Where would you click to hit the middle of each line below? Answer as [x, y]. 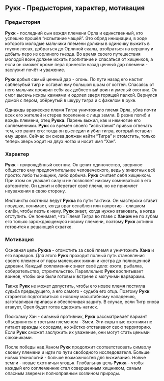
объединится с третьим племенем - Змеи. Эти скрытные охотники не [79, 322]
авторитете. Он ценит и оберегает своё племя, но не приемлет [71, 186]
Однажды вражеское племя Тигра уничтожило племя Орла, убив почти [81, 110]
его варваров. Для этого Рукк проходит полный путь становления [75, 256]
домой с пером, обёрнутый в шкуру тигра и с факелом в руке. [71, 100]
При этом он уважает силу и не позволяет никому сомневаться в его [78, 180]
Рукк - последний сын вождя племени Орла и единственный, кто [74, 33]
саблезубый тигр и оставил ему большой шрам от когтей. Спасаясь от [80, 84]
